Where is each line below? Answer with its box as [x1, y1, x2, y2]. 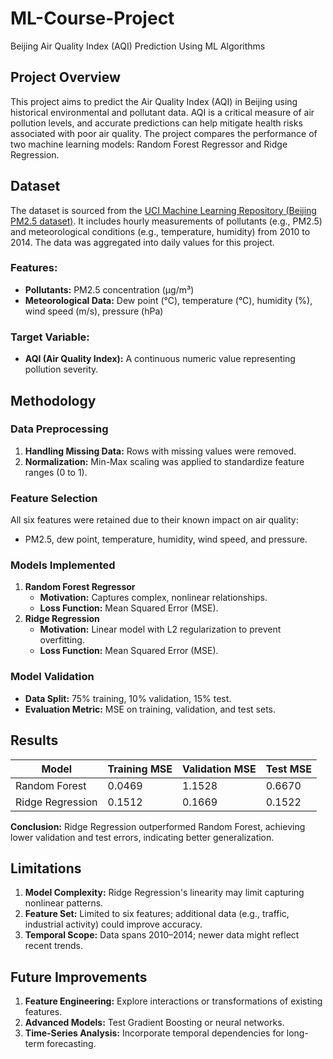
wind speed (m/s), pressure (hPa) [24, 305, 164, 317]
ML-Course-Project [10, 7, 175, 30]
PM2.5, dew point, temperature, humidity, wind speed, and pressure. [24, 533, 308, 546]
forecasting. [46, 1038, 97, 1050]
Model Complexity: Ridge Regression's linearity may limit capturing [24, 887, 305, 899]
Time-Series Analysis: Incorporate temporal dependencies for [24, 1027, 285, 1039]
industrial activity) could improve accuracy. [24, 918, 203, 931]
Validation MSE [181, 762, 257, 776]
